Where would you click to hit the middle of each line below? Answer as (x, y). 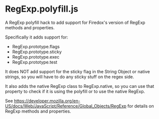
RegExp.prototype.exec (36, 57)
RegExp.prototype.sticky (37, 52)
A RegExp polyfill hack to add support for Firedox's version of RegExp (75, 22)
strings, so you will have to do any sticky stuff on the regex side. (70, 77)
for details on (141, 106)
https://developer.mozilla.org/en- (47, 100)
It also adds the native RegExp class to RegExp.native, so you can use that (80, 86)
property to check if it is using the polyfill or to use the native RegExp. (75, 91)
